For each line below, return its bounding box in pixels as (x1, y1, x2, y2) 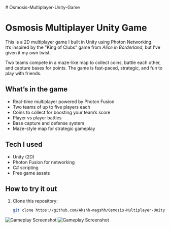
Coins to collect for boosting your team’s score (12, 109, 111, 115)
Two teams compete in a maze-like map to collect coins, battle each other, (5, 59, 161, 66)
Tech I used (5, 140, 43, 149)
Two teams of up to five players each (12, 104, 90, 110)
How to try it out (5, 184, 57, 193)
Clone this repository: (12, 198, 58, 204)
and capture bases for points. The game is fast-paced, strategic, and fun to (5, 64, 163, 71)
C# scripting (12, 165, 39, 171)
